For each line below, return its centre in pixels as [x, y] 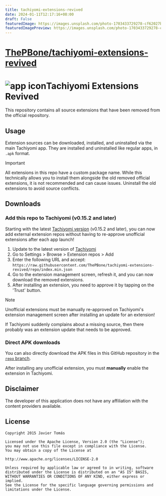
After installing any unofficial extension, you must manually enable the [77, 368]
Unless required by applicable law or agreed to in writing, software [79, 468]
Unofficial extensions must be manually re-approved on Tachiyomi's [75, 309]
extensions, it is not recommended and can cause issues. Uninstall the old [81, 183]
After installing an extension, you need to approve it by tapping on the [83, 285]
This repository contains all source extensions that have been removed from [83, 110]
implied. [14, 481]
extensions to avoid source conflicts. [42, 188]
